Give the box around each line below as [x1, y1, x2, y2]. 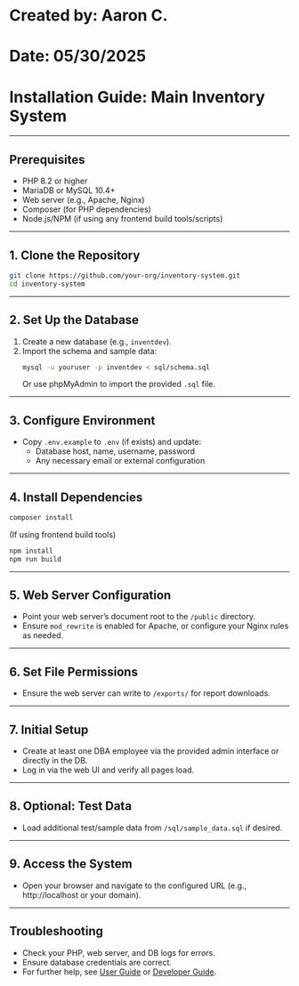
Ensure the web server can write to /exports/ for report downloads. [21, 688, 271, 699]
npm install [9, 546, 53, 555]
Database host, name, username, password [35, 446, 196, 457]
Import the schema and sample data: [21, 345, 158, 356]
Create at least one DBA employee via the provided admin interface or [21, 746, 279, 756]
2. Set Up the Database [9, 312, 140, 327]
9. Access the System [9, 856, 133, 872]
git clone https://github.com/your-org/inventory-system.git [9, 271, 241, 280]
